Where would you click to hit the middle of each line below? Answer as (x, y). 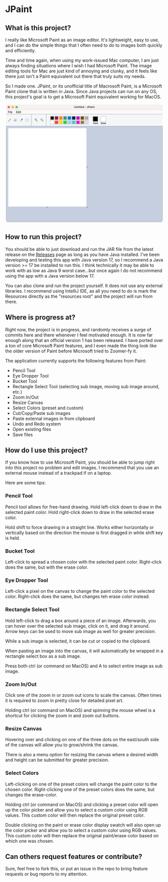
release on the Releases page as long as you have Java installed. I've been (82, 254)
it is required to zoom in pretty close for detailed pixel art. (64, 700)
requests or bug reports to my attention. (46, 874)
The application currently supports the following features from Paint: (76, 361)
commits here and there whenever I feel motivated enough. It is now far (79, 335)
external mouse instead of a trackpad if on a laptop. (58, 473)
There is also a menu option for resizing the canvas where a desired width (82, 755)
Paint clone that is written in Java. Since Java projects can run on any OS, (81, 91)
